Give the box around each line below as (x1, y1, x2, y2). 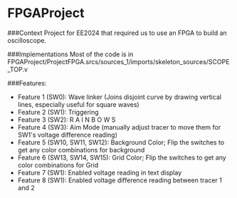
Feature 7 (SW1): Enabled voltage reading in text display (17, 168, 182, 177)
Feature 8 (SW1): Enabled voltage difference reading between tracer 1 (17, 176, 222, 184)
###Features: (7, 78, 47, 87)
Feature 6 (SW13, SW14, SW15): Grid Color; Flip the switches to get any (17, 153, 226, 162)
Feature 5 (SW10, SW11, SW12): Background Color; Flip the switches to (17, 137, 225, 147)
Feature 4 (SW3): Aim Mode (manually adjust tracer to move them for (17, 123, 221, 131)
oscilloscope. (7, 36, 46, 44)
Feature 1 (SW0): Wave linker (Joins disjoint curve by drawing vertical (17, 93, 222, 101)
